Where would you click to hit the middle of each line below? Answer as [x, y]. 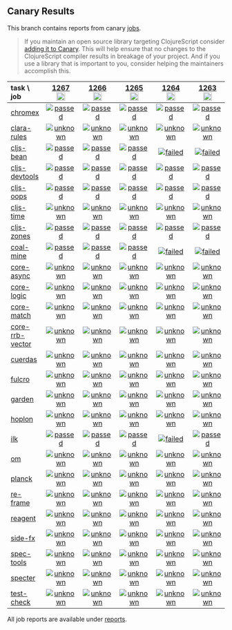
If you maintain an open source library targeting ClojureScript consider [124, 41]
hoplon [22, 419]
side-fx [23, 538]
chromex [25, 112]
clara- [21, 128]
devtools [25, 176]
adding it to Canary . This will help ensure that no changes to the [115, 48]
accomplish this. [47, 70]
